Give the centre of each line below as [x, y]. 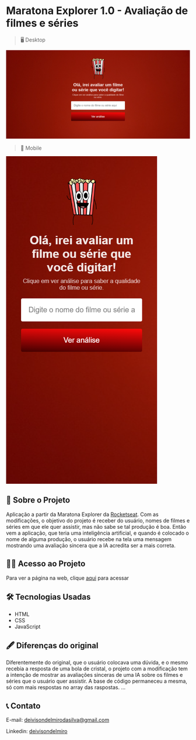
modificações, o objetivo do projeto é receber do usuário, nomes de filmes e [98, 520]
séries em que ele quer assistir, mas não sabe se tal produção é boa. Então [96, 526]
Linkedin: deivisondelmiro [37, 731]
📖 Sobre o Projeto [38, 500]
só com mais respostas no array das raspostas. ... [66, 687]
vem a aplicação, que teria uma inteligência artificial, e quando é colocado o [98, 533]
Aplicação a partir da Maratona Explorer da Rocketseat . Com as [82, 514]
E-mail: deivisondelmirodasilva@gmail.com [58, 720]
